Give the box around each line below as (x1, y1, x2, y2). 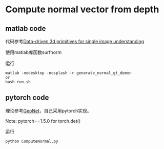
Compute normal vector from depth (5, 4, 159, 15)
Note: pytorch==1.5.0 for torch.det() (5, 118, 81, 124)
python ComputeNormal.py (5, 139, 58, 144)
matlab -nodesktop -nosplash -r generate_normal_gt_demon (5, 70, 132, 76)
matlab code (5, 24, 46, 33)
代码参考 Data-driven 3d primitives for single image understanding (5, 39, 145, 44)
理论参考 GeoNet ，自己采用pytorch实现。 (5, 107, 92, 114)
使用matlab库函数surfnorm (5, 49, 62, 55)
